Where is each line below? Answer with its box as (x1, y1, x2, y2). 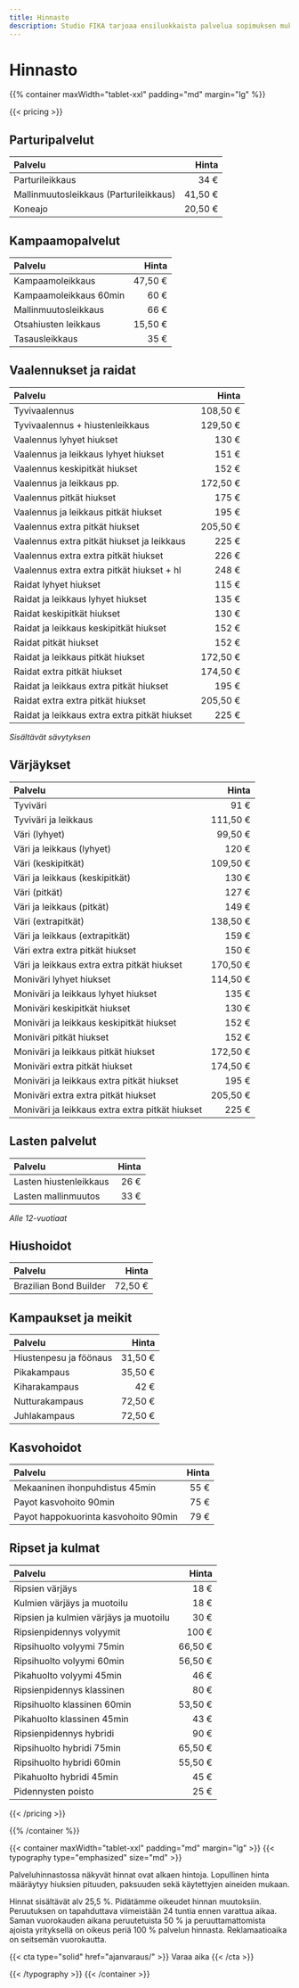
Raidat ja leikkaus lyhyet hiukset (13, 592, 147, 605)
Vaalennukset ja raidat (9, 363, 136, 378)
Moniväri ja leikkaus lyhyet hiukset (13, 987, 158, 1000)
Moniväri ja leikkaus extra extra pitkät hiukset (13, 1103, 203, 1116)
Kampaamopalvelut (9, 233, 121, 248)
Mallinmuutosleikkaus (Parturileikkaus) (13, 188, 176, 201)
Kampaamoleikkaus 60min (13, 289, 125, 301)
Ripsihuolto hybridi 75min (13, 1741, 122, 1753)
